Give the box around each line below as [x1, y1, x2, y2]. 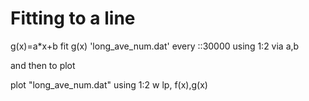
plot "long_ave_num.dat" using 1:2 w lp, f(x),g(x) [10, 78, 208, 91]
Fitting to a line [10, 7, 136, 30]
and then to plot [10, 59, 76, 71]
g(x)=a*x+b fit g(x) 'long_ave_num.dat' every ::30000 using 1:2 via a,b [10, 40, 300, 52]
